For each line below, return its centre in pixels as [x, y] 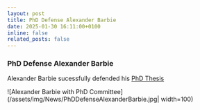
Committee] [106, 92]
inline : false [28, 33]
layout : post [26, 13]
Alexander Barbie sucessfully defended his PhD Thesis [86, 79]
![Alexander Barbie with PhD [48, 92]
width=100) [177, 99]
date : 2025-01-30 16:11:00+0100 [54, 26]
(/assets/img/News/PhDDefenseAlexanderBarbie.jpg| [83, 99]
